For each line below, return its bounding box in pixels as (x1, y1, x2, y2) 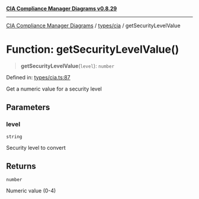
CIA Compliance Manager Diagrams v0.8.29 (6, 5, 117, 12)
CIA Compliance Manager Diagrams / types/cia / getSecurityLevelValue (6, 22, 181, 29)
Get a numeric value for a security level (6, 85, 102, 92)
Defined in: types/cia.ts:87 (6, 73, 71, 81)
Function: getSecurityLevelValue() (6, 43, 179, 56)
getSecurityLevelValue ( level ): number (20, 62, 114, 69)
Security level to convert (6, 144, 66, 151)
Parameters (6, 102, 50, 113)
